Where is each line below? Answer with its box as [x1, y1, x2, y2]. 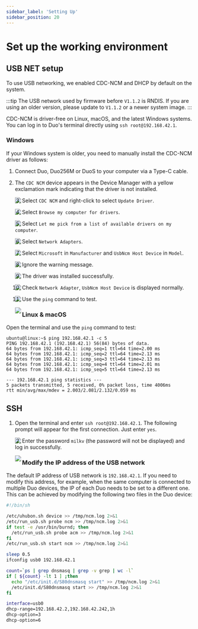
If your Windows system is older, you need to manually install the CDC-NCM [6, 149, 193, 157]
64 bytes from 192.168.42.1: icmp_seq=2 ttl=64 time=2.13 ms [6, 351, 161, 357]
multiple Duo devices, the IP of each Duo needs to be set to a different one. [6, 484, 190, 492]
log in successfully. [14, 443, 62, 450]
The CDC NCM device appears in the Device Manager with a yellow [14, 179, 174, 186]
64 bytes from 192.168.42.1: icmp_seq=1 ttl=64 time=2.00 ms [6, 346, 161, 352]
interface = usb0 [6, 600, 44, 607]
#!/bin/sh [6, 502, 31, 509]
